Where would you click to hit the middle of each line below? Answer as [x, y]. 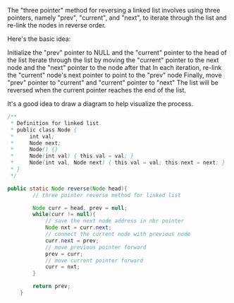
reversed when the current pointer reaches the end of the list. [97, 90]
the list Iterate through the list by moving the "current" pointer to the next [113, 60]
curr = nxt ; [62, 267]
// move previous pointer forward [96, 247]
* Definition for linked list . [56, 123]
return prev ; [52, 286]
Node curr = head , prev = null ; [80, 208]
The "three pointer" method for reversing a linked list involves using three [114, 10]
